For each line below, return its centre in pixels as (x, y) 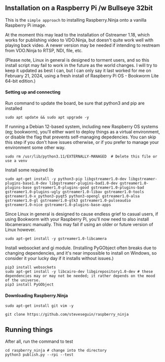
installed (14, 108)
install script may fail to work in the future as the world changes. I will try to (81, 65)
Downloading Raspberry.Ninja (36, 296)
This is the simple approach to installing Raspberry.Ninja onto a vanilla (76, 20)
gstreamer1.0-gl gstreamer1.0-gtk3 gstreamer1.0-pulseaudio (68, 201)
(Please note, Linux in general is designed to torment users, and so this (77, 60)
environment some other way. (35, 148)
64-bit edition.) (20, 81)
